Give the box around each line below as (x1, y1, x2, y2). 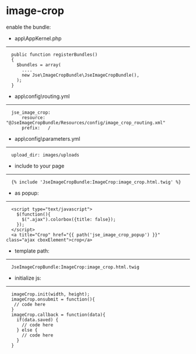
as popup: (14, 189, 39, 196)
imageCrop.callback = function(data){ (11, 312, 106, 318)
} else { (16, 327, 38, 333)
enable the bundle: (6, 23, 51, 30)
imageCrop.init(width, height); (11, 291, 90, 297)
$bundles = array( (16, 62, 61, 68)
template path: (14, 247, 50, 254)
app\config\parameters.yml (14, 135, 80, 142)
